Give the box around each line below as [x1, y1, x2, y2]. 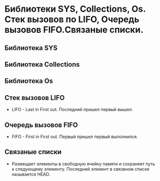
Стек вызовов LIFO [4, 93, 65, 102]
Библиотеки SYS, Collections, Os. [4, 3, 146, 15]
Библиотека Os [4, 77, 53, 85]
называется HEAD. [11, 171, 51, 177]
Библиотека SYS [4, 44, 58, 52]
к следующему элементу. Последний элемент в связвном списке [11, 166, 150, 172]
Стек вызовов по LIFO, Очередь [4, 14, 140, 25]
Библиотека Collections [4, 60, 80, 68]
